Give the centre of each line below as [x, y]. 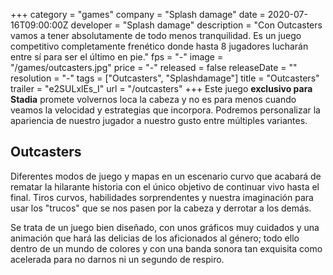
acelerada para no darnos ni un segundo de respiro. [117, 259]
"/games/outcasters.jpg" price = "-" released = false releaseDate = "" [154, 67]
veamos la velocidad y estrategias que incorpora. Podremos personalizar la [165, 110]
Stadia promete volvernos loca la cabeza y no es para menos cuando [153, 99]
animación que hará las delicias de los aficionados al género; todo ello [155, 238]
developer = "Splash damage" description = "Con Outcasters [196, 25]
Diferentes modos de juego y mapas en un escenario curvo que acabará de [166, 176]
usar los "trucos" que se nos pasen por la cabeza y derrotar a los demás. [161, 208]
